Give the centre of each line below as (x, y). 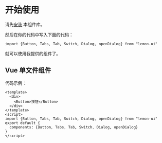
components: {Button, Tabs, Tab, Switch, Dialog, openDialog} (74, 127)
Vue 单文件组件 (28, 70)
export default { (23, 123)
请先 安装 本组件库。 (25, 24)
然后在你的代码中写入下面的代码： (39, 35)
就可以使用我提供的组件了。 (33, 54)
